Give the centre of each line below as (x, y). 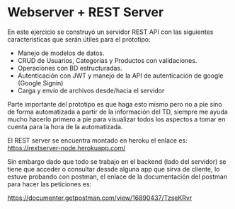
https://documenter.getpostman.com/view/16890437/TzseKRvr (100, 198)
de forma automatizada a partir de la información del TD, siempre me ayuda (117, 112)
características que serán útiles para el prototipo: (79, 39)
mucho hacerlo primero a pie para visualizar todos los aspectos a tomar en (116, 119)
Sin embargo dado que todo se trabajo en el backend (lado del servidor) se (117, 161)
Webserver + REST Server (86, 12)
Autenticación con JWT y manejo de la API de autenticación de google (121, 76)
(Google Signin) (40, 83)
